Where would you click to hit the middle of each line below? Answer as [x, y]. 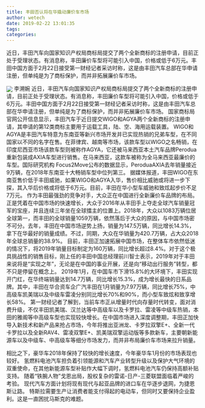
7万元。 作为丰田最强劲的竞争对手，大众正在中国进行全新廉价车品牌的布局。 [102, 195]
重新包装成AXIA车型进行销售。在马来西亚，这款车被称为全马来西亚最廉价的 [101, 157]
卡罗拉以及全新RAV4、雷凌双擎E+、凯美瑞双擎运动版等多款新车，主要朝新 [99, 332]
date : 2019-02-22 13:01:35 [41, 23]
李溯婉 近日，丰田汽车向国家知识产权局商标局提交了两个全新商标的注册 [103, 88]
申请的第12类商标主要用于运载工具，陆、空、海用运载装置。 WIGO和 [108, 127]
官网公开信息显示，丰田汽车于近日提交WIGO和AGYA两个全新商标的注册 [96, 119]
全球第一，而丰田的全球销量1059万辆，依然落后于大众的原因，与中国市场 [98, 218]
